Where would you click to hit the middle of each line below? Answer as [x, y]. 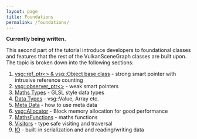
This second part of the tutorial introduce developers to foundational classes [98, 50]
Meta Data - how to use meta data [56, 105]
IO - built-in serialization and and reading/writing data [79, 130]
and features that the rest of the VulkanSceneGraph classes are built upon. [96, 57]
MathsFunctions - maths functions [56, 117]
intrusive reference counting [49, 80]
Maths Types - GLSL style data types [59, 93]
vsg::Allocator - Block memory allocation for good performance [91, 111]
